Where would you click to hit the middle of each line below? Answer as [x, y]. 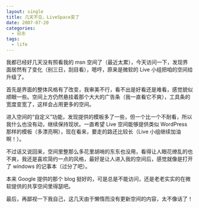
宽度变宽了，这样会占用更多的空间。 [50, 104]
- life [20, 45]
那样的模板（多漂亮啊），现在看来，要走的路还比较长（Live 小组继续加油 [94, 131]
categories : [21, 28]
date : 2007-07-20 [28, 22]
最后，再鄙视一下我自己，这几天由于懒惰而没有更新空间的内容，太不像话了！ [99, 199]
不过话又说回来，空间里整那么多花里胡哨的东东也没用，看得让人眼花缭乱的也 [99, 151]
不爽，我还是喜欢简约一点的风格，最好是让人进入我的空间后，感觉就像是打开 [99, 159]
